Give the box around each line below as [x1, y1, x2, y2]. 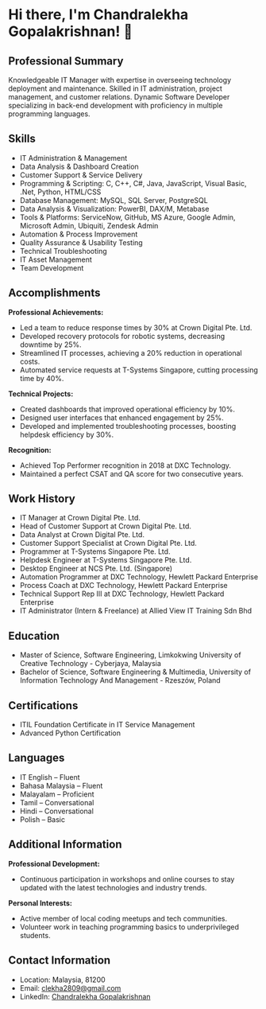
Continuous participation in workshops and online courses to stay [19, 874, 235, 884]
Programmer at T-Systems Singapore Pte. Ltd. [19, 547, 171, 556]
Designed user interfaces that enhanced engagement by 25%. [19, 412, 224, 423]
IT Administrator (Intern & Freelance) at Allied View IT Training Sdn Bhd [19, 606, 253, 616]
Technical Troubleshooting [19, 246, 107, 255]
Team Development [19, 263, 84, 272]
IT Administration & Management [19, 153, 128, 162]
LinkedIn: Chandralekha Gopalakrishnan [19, 991, 151, 1001]
